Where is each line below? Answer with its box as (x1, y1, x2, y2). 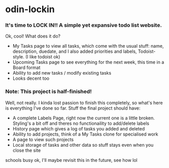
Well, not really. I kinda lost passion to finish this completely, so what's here (5, 99, 163, 106)
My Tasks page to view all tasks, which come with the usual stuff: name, (12, 43, 164, 49)
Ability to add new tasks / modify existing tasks (12, 70, 112, 76)
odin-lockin (5, 4, 55, 15)
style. (12, 54, 24, 60)
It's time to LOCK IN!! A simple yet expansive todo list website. (5, 22, 162, 29)
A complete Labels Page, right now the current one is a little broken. (12, 115, 155, 121)
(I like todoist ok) (25, 54, 60, 60)
